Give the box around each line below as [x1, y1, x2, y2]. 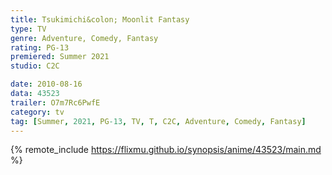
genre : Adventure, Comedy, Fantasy [10, 33, 159, 43]
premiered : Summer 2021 [10, 52, 110, 62]
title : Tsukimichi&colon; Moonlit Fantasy [10, 14, 190, 25]
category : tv [10, 107, 65, 117]
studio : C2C [10, 61, 60, 71]
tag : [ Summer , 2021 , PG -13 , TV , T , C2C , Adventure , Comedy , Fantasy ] [10, 116, 307, 126]
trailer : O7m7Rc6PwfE [10, 97, 101, 108]
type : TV [10, 24, 47, 34]
